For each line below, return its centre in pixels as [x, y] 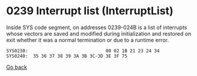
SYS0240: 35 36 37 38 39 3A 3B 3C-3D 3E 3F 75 [67, 56]
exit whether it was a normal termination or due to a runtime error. [88, 40]
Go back [17, 67]
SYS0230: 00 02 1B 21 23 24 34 [83, 51]
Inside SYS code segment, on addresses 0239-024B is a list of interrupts [97, 27]
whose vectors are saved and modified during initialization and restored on [99, 33]
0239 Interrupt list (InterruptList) [90, 11]
